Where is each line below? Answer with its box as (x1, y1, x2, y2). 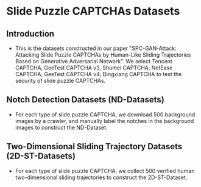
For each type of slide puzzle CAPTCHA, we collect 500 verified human (15, 167, 195, 174)
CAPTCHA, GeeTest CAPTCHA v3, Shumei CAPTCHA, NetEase (15, 64, 173, 71)
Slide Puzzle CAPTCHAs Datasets (6, 4, 180, 18)
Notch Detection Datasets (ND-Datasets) (6, 94, 164, 105)
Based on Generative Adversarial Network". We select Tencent (15, 58, 172, 65)
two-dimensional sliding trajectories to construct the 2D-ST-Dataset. (15, 174, 188, 181)
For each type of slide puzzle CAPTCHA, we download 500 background (15, 111, 196, 118)
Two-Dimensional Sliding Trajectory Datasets (6, 141, 183, 152)
